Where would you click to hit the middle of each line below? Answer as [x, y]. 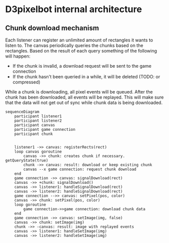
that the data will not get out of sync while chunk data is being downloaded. [84, 103]
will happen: [18, 56]
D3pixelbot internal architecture [74, 9]
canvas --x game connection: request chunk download [80, 169]
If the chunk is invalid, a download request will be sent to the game [82, 66]
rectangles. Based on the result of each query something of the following [81, 51]
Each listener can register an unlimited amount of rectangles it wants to [79, 40]
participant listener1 [38, 116]
